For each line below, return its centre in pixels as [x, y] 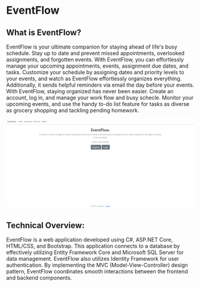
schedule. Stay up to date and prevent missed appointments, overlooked [96, 53]
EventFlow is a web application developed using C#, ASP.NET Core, [90, 239]
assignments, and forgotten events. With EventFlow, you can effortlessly [95, 59]
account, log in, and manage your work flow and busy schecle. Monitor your [100, 97]
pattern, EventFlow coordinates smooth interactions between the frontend [97, 271]
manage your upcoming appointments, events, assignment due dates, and [98, 66]
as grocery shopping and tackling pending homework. [73, 110]
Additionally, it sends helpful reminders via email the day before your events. [100, 85]
